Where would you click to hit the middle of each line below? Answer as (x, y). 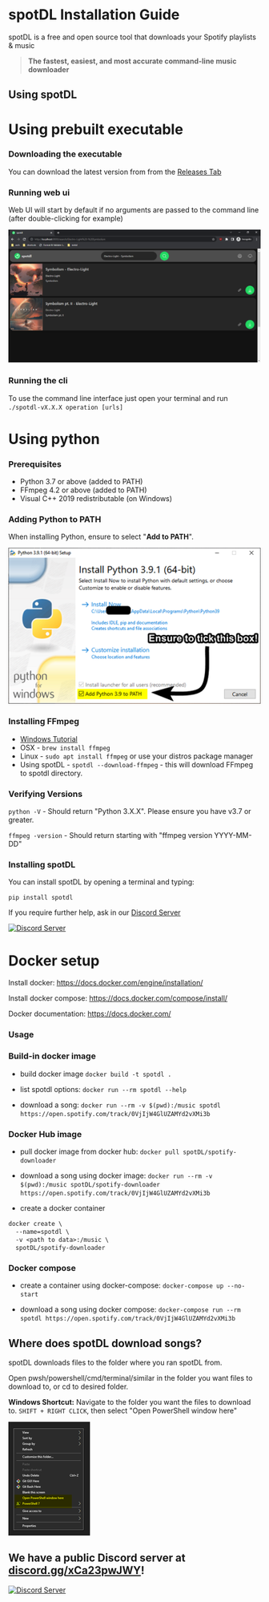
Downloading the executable (65, 154)
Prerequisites (35, 464)
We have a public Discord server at (97, 1558)
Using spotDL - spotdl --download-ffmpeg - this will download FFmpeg (137, 764)
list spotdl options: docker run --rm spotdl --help (103, 1089)
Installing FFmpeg (44, 722)
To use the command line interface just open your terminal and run (118, 398)
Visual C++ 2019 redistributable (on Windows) (96, 499)
